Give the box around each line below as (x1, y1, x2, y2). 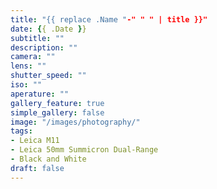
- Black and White (10, 154, 87, 164)
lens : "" (10, 61, 47, 71)
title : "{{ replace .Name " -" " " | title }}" (10, 14, 208, 25)
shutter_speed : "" (10, 71, 87, 81)
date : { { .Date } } (10, 24, 87, 34)
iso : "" (10, 80, 43, 90)
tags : (10, 126, 33, 136)
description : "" (10, 42, 78, 53)
